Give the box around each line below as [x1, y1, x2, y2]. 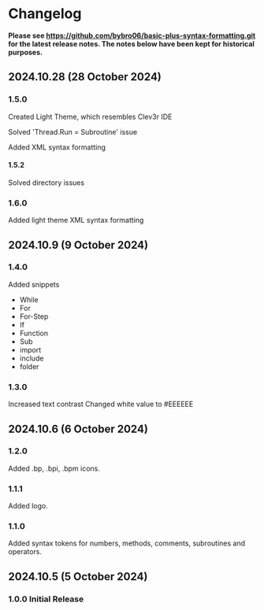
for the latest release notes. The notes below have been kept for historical [8, 39, 255, 48]
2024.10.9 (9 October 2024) [8, 238, 148, 252]
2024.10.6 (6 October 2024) [8, 422, 148, 435]
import [19, 345, 42, 354]
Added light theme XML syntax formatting [8, 216, 144, 225]
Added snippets [8, 279, 60, 289]
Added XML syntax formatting [8, 142, 106, 152]
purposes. [8, 47, 43, 57]
